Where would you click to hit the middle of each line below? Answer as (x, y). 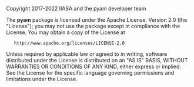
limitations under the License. (42, 79)
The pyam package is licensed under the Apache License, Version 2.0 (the (97, 20)
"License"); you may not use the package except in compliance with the (93, 26)
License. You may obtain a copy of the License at (66, 32)
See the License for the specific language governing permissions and (90, 73)
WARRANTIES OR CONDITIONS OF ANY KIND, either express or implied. (93, 66)
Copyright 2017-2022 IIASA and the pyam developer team (76, 9)
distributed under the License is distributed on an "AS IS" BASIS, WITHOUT (97, 60)
